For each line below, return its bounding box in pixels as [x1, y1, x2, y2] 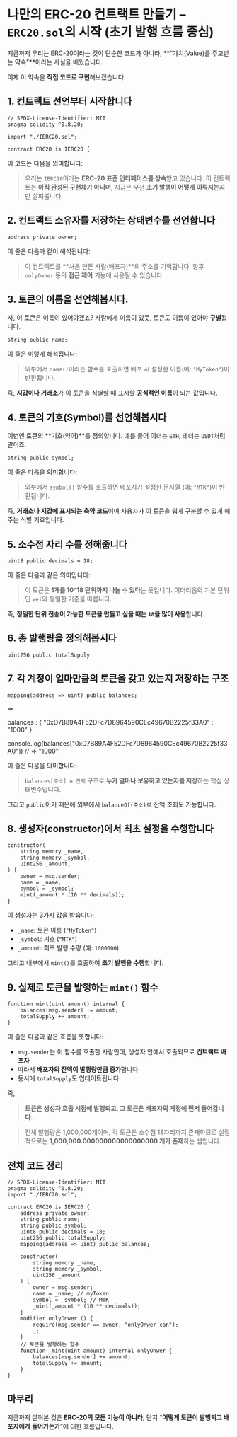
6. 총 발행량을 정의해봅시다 [7, 633, 117, 645]
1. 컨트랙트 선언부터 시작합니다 [7, 96, 132, 108]
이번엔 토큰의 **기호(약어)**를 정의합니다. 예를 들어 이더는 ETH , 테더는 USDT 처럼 [7, 432, 226, 440]
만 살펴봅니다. [24, 192, 64, 200]
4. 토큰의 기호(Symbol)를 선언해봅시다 [7, 411, 167, 423]
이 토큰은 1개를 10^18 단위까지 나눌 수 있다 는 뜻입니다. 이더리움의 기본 [24, 586, 216, 594]
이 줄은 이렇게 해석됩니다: [7, 350, 78, 358]
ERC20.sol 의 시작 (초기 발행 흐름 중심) [7, 24, 214, 40]
